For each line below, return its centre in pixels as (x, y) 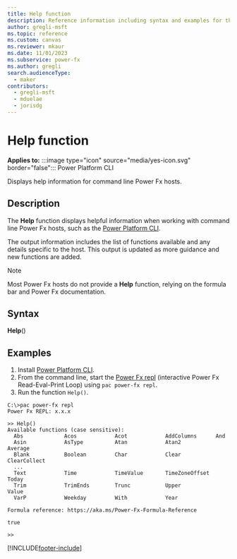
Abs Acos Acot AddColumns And (120, 436)
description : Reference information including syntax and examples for (115, 20)
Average (19, 449)
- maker (25, 79)
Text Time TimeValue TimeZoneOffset (112, 474)
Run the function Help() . (53, 392)
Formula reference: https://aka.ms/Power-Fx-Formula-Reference (102, 510)
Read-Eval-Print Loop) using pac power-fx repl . (87, 385)
